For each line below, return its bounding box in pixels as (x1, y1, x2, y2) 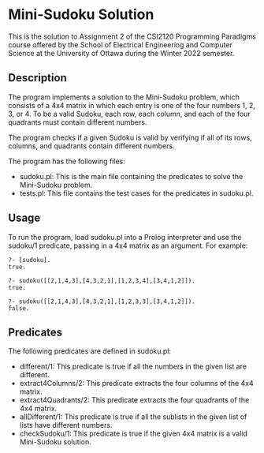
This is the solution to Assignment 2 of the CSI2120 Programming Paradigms (8, 32, 256, 41)
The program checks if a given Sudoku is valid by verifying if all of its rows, (8, 133, 252, 142)
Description (8, 71, 67, 84)
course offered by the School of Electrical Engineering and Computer (8, 39, 232, 49)
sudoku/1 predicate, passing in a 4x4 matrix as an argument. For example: (8, 241, 248, 250)
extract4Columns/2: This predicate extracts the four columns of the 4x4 (19, 379, 254, 388)
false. (8, 304, 30, 313)
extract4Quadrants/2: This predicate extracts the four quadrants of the (19, 395, 250, 405)
